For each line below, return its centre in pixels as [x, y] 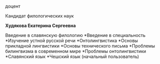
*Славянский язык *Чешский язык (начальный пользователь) [72, 56]
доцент [13, 6]
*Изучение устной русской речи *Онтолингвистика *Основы [72, 40]
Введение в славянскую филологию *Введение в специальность [75, 35]
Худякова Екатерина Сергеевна [41, 25]
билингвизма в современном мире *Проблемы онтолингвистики [76, 51]
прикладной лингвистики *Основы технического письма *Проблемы [80, 46]
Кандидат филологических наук [39, 16]
